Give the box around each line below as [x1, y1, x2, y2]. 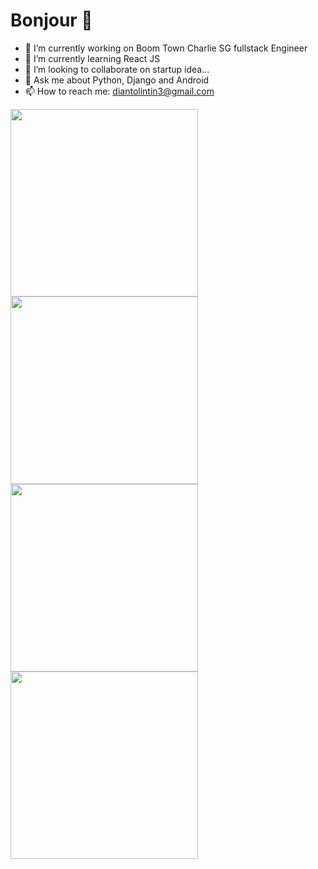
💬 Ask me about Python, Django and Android [24, 74, 210, 86]
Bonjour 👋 [10, 9, 93, 32]
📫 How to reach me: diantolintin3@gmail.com [24, 85, 215, 97]
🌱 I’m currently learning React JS [24, 52, 161, 64]
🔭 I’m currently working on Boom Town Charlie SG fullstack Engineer [24, 42, 308, 54]
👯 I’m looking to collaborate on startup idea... [24, 63, 210, 75]
